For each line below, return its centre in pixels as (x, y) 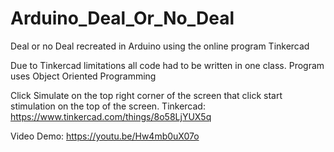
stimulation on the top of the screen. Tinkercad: (108, 106)
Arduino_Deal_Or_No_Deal (122, 18)
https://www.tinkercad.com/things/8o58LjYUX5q (111, 116)
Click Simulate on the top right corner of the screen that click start (146, 95)
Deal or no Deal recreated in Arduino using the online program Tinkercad (160, 46)
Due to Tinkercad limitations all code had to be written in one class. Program (167, 65)
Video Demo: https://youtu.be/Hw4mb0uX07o (105, 136)
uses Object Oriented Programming (83, 76)
